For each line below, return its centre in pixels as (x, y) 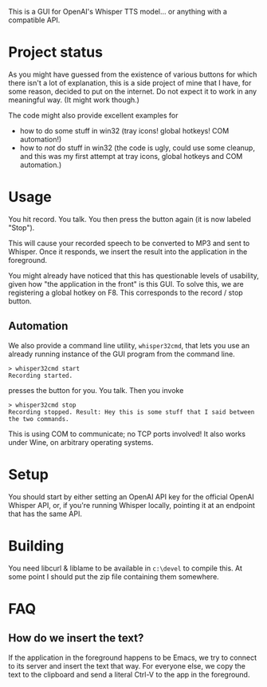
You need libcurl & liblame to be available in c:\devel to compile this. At (126, 568)
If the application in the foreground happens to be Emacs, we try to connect (133, 657)
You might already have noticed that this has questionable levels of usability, (133, 276)
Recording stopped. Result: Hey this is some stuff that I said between (132, 412)
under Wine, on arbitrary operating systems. (81, 442)
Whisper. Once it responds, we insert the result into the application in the (128, 252)
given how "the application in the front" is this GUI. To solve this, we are (126, 284)
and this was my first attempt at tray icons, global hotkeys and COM (131, 156)
